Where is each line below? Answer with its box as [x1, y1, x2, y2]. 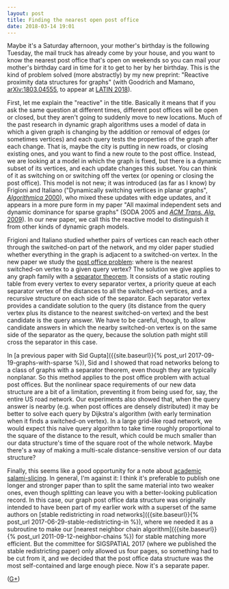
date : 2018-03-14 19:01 [7, 23, 75, 30]
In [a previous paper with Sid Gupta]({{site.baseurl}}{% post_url [7, 351, 187, 360]
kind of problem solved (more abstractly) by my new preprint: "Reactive [7, 71, 209, 79]
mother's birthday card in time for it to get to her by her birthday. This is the [7, 63, 220, 72]
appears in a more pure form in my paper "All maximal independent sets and [7, 200, 222, 209]
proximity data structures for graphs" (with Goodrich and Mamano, [7, 78, 196, 86]
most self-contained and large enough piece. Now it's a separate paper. [7, 562, 210, 570]
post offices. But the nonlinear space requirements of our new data [7, 380, 196, 389]
